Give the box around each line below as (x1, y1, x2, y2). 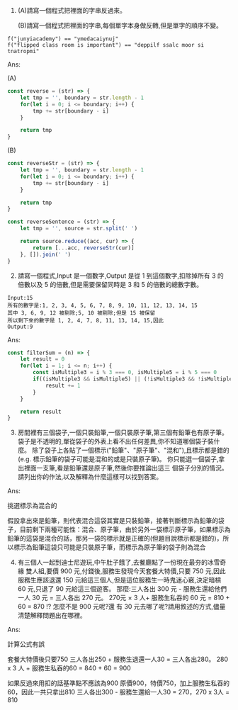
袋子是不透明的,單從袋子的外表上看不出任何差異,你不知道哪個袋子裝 (17, 437, 214, 446)
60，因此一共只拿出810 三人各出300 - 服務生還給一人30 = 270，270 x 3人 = (7, 688, 230, 697)
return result (20, 408, 62, 415)
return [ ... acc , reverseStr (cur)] (33, 244, 135, 252)
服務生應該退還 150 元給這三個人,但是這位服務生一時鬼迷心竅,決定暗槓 (17, 576, 222, 585)
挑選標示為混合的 (7, 502, 57, 510)
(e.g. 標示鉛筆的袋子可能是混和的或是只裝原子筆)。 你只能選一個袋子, (17, 455, 219, 463)
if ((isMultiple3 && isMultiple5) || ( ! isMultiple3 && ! (33, 376, 201, 383)
